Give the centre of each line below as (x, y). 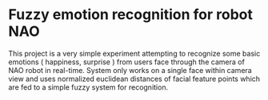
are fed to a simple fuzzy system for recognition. (88, 87)
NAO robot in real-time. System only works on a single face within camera (130, 70)
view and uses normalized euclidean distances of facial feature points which (134, 79)
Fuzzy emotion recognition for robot (131, 15)
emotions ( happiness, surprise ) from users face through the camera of (127, 62)
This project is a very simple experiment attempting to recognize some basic (134, 53)
